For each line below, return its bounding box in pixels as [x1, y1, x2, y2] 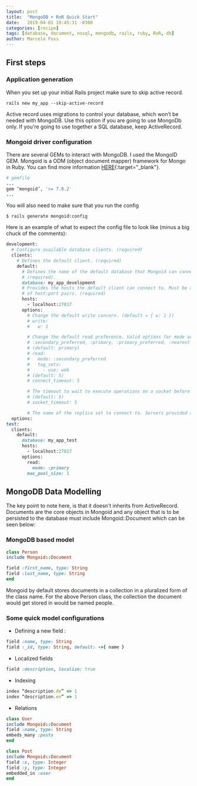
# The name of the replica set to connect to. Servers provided [27, 410, 188, 416]
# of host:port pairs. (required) [21, 291, 107, 297]
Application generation [6, 75, 73, 84]
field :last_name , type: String [6, 571, 85, 577]
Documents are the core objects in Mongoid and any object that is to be [6, 509, 179, 516]
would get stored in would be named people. [6, 599, 114, 606]
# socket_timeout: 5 [27, 400, 77, 406]
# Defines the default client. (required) [16, 258, 122, 264]
